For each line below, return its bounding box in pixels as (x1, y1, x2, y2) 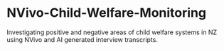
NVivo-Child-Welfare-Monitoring (6, 5, 207, 21)
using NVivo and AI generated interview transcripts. (6, 35, 158, 43)
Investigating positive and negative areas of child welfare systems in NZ (6, 28, 218, 36)
